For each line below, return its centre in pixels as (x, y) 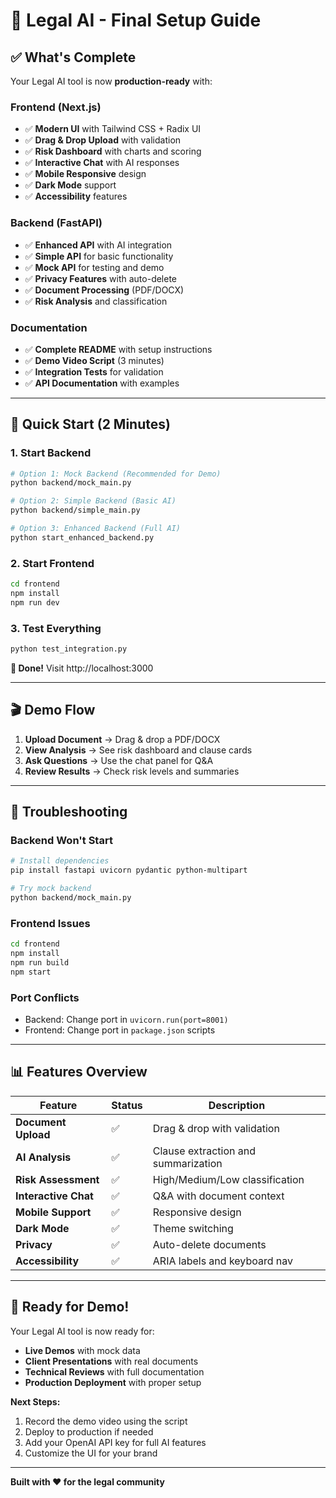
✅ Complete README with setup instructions (118, 349)
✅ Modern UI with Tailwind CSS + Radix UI (113, 129)
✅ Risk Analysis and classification (96, 301)
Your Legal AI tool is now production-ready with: (111, 81)
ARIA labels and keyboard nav (222, 1261)
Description (237, 1105)
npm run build (40, 962)
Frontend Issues (50, 923)
